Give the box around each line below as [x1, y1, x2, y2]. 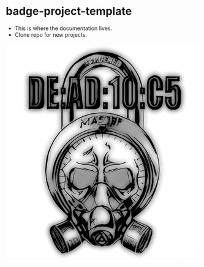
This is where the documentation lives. [14, 24, 113, 32]
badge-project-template [6, 4, 132, 18]
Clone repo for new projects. [14, 31, 87, 38]
